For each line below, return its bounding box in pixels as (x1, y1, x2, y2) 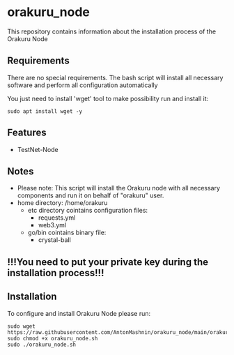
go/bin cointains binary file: (27, 228, 107, 237)
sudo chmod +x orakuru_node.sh (7, 335, 98, 342)
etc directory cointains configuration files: (27, 206, 148, 215)
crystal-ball (38, 236, 71, 244)
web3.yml (38, 221, 67, 229)
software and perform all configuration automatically (7, 81, 158, 89)
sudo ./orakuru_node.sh (7, 341, 77, 348)
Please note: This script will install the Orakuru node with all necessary (17, 184, 221, 192)
